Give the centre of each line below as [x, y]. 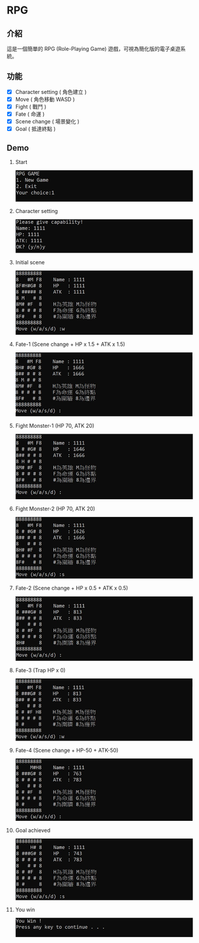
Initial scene [30, 263]
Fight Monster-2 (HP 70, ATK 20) [55, 509]
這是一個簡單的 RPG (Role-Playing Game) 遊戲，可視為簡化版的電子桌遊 [94, 49]
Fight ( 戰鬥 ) [31, 106]
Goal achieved [33, 830]
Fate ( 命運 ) [30, 114]
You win [25, 909]
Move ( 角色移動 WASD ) [45, 99]
